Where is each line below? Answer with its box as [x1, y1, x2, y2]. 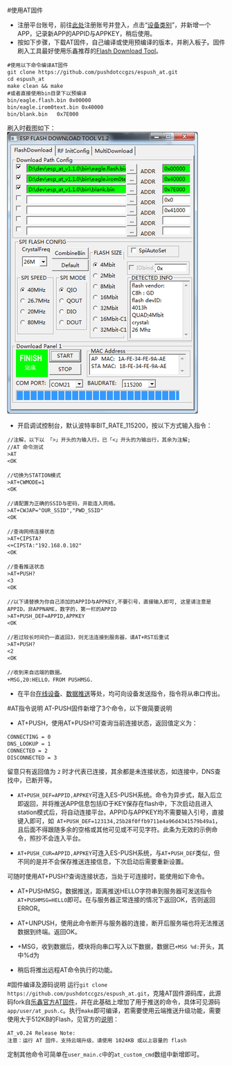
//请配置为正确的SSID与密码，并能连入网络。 [7, 500, 119, 507]
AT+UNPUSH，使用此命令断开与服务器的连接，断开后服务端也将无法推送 [17, 919, 225, 927]
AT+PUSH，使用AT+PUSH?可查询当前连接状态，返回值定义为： [17, 719, 198, 727]
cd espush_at [7, 76, 45, 82]
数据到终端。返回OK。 [17, 928, 81, 935]
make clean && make [7, 82, 64, 89]
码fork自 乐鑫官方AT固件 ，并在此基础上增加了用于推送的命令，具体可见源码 [7, 998, 220, 1006]
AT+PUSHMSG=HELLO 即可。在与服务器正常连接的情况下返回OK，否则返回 [17, 896, 216, 904]
